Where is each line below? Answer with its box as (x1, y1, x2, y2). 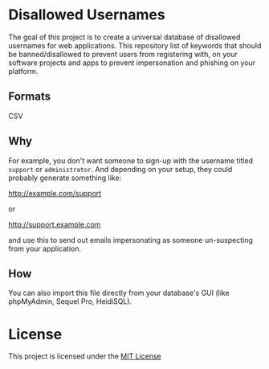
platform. (8, 66, 39, 76)
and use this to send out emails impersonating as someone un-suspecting (8, 235, 253, 244)
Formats (8, 90, 51, 104)
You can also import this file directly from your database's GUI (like (8, 288, 230, 298)
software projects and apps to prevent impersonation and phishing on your (8, 58, 255, 68)
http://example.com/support (8, 188, 102, 198)
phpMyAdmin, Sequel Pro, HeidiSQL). (8, 297, 132, 306)
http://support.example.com (8, 219, 101, 229)
